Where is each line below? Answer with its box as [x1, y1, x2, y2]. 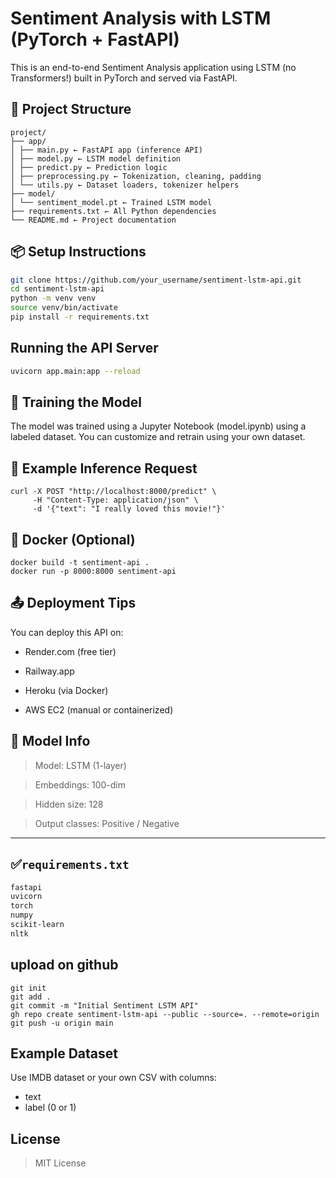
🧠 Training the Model [10, 394, 142, 411]
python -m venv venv [10, 293, 97, 304]
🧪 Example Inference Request [10, 460, 198, 477]
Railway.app [24, 665, 75, 677]
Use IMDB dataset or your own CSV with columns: [10, 1072, 217, 1084]
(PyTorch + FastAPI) [10, 28, 180, 51]
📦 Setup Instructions [10, 243, 147, 261]
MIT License [34, 1157, 87, 1169]
